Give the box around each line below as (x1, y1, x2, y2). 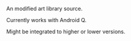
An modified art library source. (6, 5, 83, 12)
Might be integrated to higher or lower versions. (6, 28, 126, 35)
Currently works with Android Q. (6, 17, 87, 23)
